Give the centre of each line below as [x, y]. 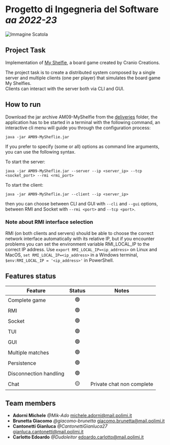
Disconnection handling [36, 374]
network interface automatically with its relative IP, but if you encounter [80, 239]
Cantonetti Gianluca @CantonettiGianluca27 [60, 426]
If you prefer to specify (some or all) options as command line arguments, [82, 146]
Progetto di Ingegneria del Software [82, 9]
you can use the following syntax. [40, 152]
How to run [23, 105]
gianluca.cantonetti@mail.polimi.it [48, 432]
